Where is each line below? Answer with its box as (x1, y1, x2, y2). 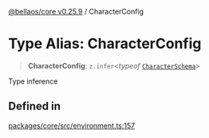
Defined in (8, 100, 61, 113)
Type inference (8, 76, 58, 86)
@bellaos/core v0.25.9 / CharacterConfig (8, 7, 144, 16)
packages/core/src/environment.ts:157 (8, 120, 136, 130)
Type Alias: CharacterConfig (8, 35, 202, 53)
